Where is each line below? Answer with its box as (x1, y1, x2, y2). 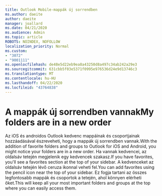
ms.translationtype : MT (5, 71, 54, 76)
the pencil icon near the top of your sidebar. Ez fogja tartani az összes (5, 169, 147, 175)
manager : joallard (5, 21, 43, 26)
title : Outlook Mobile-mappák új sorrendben (5, 7, 98, 12)
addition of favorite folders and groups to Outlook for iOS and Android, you (5, 143, 156, 149)
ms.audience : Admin (5, 30, 45, 35)
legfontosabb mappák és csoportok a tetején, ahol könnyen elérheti (5, 175, 142, 181)
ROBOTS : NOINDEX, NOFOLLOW (5, 39, 60, 44)
